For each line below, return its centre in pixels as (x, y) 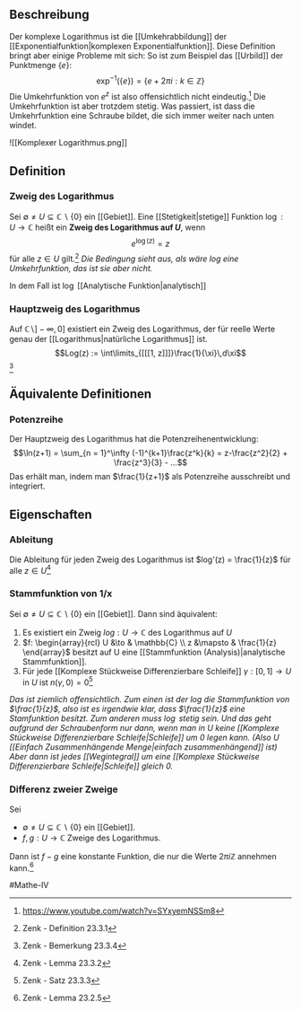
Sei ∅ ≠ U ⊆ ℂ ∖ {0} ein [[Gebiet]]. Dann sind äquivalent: (113, 613)
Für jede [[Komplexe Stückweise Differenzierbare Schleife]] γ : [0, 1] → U (157, 671)
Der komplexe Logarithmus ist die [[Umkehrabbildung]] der (118, 36)
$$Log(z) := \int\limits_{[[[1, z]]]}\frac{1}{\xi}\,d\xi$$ (150, 353)
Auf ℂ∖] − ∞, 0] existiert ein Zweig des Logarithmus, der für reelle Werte (142, 329)
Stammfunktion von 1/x (61, 593)
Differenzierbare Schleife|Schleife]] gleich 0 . (91, 766)
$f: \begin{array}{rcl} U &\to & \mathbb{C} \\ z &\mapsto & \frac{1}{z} (150, 642)
